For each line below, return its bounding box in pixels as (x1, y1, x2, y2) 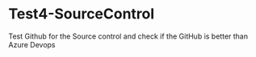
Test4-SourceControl (8, 5, 155, 23)
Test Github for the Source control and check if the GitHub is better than (8, 31, 249, 41)
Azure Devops (8, 39, 56, 49)
